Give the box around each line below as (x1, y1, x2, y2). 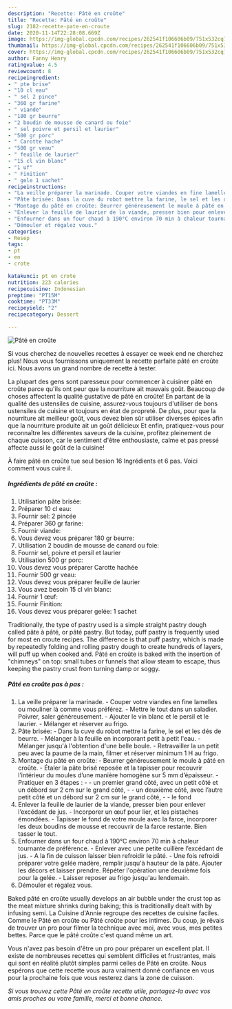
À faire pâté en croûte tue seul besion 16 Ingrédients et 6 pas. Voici (8, 457, 198, 465)
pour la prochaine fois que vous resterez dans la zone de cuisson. (8, 973, 195, 981)
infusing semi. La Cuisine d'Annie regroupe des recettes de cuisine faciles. (8, 908, 220, 917)
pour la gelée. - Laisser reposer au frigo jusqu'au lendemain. (17, 873, 190, 881)
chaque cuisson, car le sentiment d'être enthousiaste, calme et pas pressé (8, 436, 219, 444)
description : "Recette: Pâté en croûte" (8, 10, 126, 17)
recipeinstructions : (8, 183, 67, 190)
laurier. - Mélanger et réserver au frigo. (17, 719, 129, 728)
